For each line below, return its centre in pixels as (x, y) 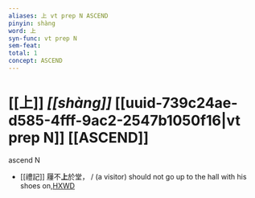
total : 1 (23, 53)
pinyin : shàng (32, 23)
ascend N (24, 160)
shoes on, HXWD (47, 185)
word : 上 (22, 31)
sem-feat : (25, 46)
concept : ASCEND (35, 61)
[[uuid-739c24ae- (176, 103)
